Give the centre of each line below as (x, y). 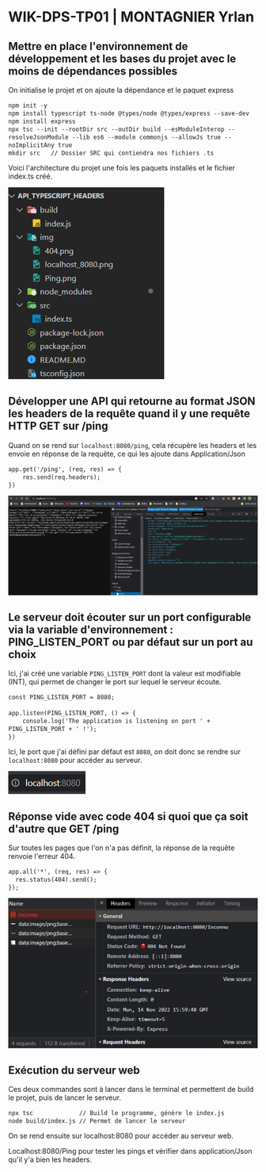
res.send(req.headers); (62, 477)
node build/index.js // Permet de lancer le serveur (97, 1121)
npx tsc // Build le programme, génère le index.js (116, 1113)
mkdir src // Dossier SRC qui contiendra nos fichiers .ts (111, 153)
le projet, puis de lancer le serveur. (65, 1097)
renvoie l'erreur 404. (42, 856)
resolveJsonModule (38, 137)
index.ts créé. (30, 176)
